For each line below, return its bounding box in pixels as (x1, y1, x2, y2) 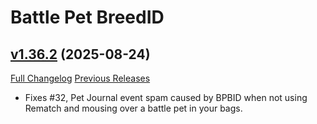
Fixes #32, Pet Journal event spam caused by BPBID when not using (24, 92, 308, 103)
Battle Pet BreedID (10, 6, 165, 29)
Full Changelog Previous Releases (10, 72, 151, 84)
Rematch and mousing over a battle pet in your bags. (24, 102, 243, 114)
